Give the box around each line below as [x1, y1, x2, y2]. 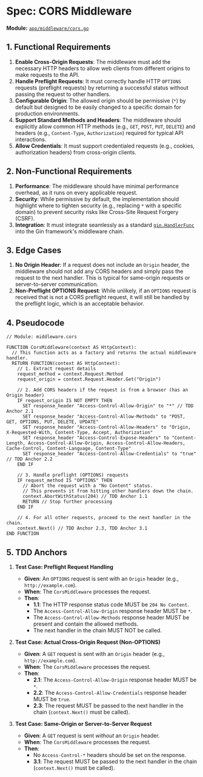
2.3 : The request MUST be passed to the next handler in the [33, 702, 184, 709]
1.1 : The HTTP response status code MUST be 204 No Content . [33, 601, 189, 608]
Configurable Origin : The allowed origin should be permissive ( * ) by [15, 97, 186, 104]
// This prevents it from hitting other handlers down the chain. [22, 488, 194, 494]
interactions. [15, 136, 47, 143]
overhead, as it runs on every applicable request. [15, 188, 138, 196]
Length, [6, 440, 26, 446]
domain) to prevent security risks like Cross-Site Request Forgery [15, 208, 179, 215]
